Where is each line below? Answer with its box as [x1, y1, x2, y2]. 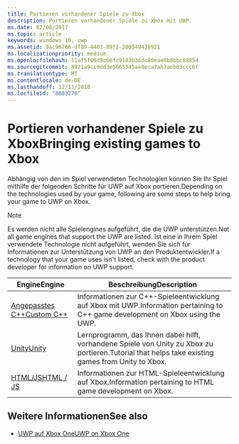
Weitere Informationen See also [7, 411, 148, 423]
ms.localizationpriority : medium [7, 51, 107, 58]
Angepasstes [11, 301, 55, 311]
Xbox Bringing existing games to [7, 136, 201, 152]
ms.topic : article [7, 30, 62, 38]
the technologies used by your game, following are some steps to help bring [7, 190, 230, 198]
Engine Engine [16, 279, 65, 289]
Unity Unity [11, 344, 47, 353]
